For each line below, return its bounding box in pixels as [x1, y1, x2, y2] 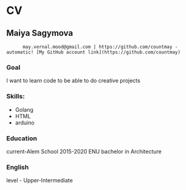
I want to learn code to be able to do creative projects [6, 77, 141, 84]
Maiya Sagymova [6, 28, 74, 38]
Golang [15, 106, 33, 113]
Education [6, 134, 38, 143]
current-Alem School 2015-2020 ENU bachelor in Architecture [6, 148, 162, 155]
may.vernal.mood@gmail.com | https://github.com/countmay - [22, 44, 178, 50]
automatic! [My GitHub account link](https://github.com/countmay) [6, 49, 181, 55]
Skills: [6, 92, 26, 101]
